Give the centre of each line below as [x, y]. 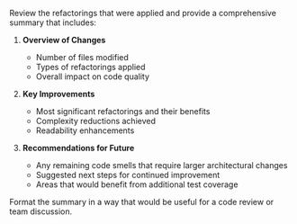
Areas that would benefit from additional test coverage [137, 184]
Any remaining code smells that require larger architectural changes [162, 165]
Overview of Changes [64, 40]
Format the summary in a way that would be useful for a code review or [142, 202]
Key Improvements [58, 94]
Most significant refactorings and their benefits [123, 111]
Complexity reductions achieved [95, 121]
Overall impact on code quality [93, 76]
